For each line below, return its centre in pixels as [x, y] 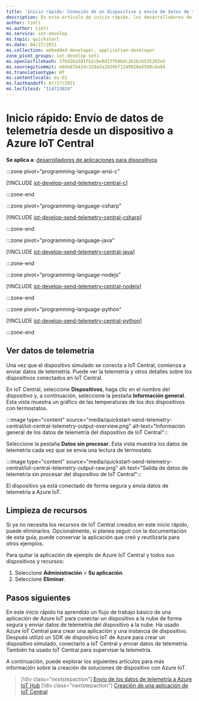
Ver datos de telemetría [50, 351]
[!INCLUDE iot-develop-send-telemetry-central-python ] [74, 320]
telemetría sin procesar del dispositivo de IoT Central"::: [74, 474]
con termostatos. [27, 408]
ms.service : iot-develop [37, 34]
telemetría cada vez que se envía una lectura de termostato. [79, 450]
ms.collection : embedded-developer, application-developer [81, 50]
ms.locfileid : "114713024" [39, 89]
